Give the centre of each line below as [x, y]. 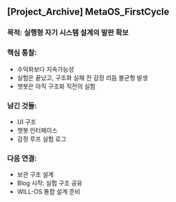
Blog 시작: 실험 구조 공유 [50, 183]
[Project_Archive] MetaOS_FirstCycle [88, 12]
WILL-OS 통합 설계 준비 [48, 192]
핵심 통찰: [22, 53]
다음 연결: [22, 158]
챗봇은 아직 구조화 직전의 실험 [56, 86]
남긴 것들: [22, 105]
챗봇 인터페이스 [37, 130]
